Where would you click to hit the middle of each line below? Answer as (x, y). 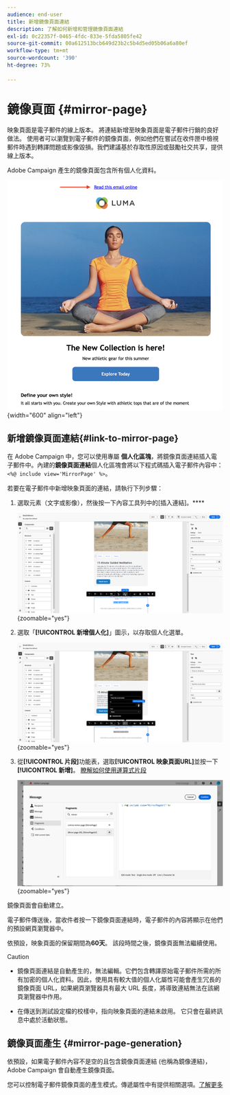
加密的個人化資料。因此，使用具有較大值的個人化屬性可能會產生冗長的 (122, 979)
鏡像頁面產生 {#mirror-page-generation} (95, 1044)
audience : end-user (35, 14)
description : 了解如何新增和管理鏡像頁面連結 (65, 29)
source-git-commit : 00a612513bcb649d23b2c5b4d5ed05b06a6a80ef (98, 44)
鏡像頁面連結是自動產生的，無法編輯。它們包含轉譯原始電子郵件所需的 (116, 971)
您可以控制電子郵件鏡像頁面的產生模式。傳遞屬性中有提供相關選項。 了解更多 (115, 1084)
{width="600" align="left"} (45, 415)
